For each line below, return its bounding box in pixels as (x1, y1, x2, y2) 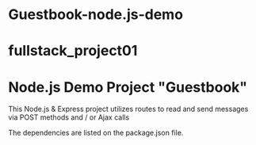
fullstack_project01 (8, 42, 138, 60)
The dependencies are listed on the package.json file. (8, 128, 184, 138)
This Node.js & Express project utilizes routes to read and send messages (8, 105, 249, 114)
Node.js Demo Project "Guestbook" (8, 78, 248, 96)
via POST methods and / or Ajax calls (8, 113, 130, 122)
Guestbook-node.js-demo (8, 6, 184, 24)
